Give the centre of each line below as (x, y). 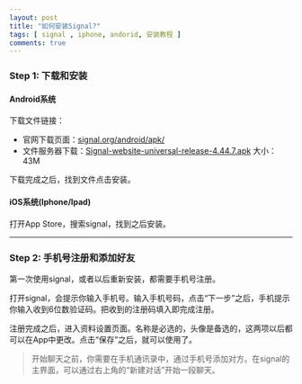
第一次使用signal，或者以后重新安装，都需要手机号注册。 (115, 279)
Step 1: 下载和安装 (49, 76)
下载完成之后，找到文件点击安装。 (72, 180)
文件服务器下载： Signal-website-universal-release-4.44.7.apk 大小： (149, 151)
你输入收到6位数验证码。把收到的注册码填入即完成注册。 (114, 309)
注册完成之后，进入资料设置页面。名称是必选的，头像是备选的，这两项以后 (147, 328)
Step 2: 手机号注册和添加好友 (72, 257)
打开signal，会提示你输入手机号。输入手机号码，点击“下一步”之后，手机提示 (150, 298)
